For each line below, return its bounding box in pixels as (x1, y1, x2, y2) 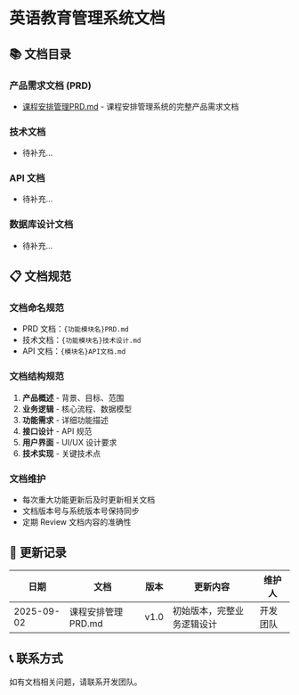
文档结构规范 (9, 371, 65, 383)
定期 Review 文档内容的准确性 (21, 517, 132, 527)
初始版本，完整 (172, 604, 236, 617)
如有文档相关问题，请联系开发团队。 (9, 676, 142, 687)
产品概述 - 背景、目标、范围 (21, 392, 125, 403)
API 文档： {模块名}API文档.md (21, 346, 126, 356)
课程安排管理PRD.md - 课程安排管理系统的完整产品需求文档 (21, 101, 239, 111)
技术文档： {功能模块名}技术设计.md (21, 335, 141, 346)
